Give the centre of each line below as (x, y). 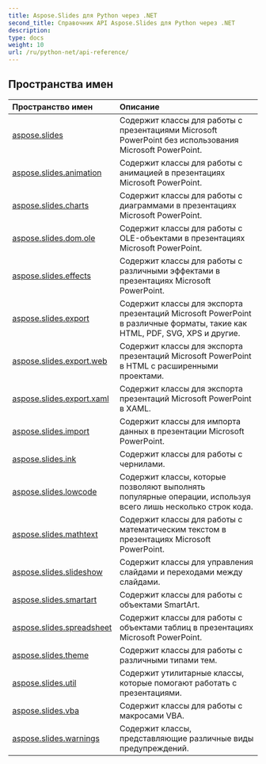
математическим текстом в (173, 529)
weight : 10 (26, 45)
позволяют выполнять (163, 487)
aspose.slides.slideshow (57, 571)
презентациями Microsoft (169, 130)
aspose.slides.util (44, 682)
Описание (140, 106)
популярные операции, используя (185, 496)
